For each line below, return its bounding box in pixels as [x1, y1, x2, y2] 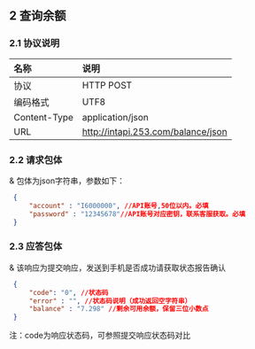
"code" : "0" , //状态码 [28, 288, 109, 297]
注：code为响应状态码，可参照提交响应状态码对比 [9, 330, 191, 341]
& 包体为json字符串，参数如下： [9, 175, 126, 186]
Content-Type [13, 111, 73, 123]
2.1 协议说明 [9, 37, 60, 50]
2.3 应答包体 [9, 240, 63, 252]
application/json [81, 111, 149, 123]
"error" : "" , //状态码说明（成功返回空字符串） [28, 296, 192, 306]
